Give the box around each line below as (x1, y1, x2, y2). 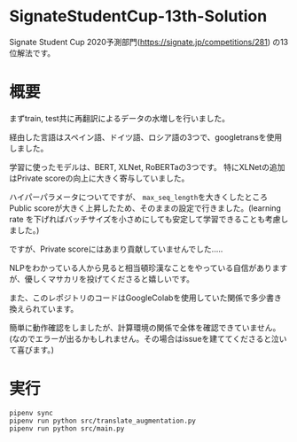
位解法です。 (9, 47, 56, 58)
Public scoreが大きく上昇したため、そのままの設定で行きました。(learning (9, 202, 282, 213)
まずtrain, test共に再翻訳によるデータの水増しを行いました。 (9, 112, 231, 123)
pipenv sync (9, 408, 53, 417)
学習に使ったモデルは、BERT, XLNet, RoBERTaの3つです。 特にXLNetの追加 (9, 161, 285, 172)
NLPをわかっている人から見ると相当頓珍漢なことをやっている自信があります (9, 262, 288, 273)
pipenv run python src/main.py (9, 423, 125, 433)
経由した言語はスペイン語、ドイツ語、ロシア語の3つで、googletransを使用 (9, 131, 282, 143)
